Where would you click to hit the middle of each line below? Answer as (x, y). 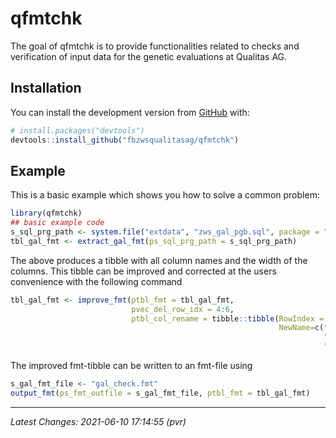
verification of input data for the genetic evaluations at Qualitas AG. (149, 56)
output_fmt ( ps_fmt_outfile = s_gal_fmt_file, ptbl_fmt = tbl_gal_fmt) (160, 393)
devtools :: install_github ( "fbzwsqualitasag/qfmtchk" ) (125, 140)
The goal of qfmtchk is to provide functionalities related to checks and (155, 46)
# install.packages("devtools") (77, 130)
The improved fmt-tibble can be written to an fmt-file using (131, 366)
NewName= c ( (301, 328)
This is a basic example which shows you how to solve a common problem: (165, 195)
